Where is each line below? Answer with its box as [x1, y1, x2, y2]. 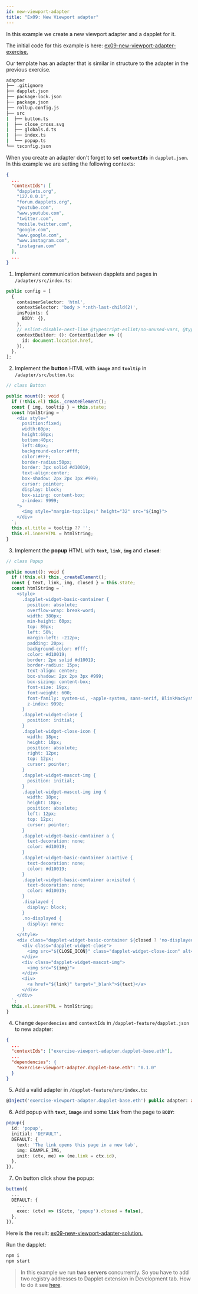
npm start [6, 1258, 31, 1264]
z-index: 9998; [27, 701, 65, 707]
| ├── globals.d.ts [6, 127, 57, 133]
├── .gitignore [6, 83, 44, 89]
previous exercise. [6, 66, 51, 73]
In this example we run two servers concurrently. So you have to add [20, 1269, 189, 1276]
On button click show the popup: [14, 1175, 94, 1182]
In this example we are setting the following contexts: [6, 160, 136, 167]
